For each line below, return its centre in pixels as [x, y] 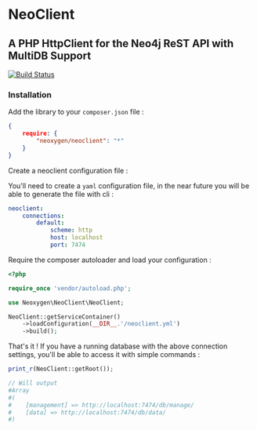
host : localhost [76, 238]
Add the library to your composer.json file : [76, 112]
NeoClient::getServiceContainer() [65, 317]
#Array [19, 390]
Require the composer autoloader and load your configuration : [110, 260]
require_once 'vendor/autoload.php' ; [70, 288]
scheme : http [71, 230]
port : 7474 [68, 245]
